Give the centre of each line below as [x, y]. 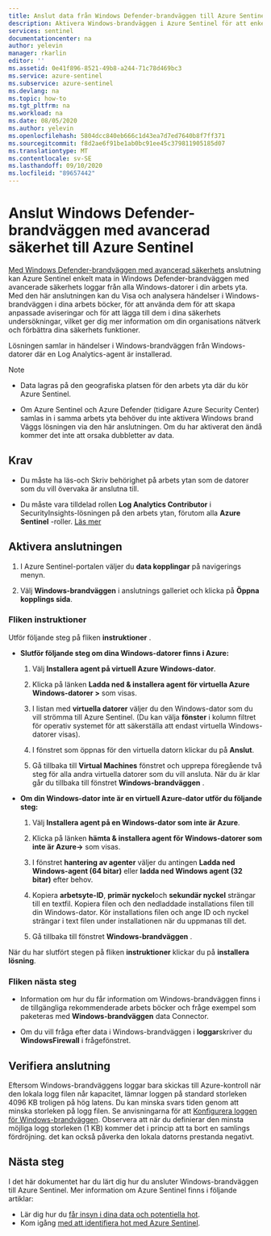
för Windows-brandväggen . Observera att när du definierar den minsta [126, 1119]
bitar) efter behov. [63, 879]
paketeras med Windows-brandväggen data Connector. [115, 1017]
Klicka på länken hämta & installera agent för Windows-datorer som [147, 838]
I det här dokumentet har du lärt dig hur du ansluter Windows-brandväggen [133, 1181]
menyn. [33, 574]
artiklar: [21, 1198]
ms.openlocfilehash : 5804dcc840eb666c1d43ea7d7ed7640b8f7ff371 [117, 136]
